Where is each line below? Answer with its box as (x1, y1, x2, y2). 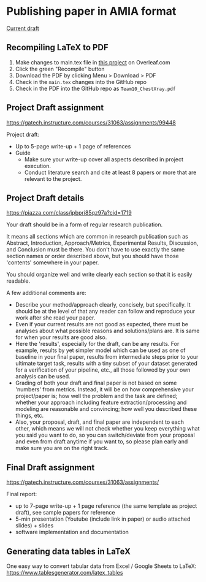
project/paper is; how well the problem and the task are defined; (15, 392, 178, 400)
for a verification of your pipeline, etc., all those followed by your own (15, 366, 191, 373)
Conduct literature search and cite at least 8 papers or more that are (24, 169, 197, 176)
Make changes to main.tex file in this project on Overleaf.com (15, 58, 170, 66)
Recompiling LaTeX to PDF (6, 42, 109, 53)
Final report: (6, 491, 37, 498)
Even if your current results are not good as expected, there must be (15, 321, 189, 328)
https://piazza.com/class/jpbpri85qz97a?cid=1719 (6, 209, 132, 216)
